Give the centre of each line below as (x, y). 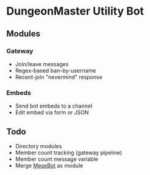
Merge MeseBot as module (49, 165)
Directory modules (38, 146)
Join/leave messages (42, 64)
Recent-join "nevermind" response (59, 77)
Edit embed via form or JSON (52, 112)
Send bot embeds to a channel (54, 106)
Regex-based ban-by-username (55, 70)
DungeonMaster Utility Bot (75, 11)
